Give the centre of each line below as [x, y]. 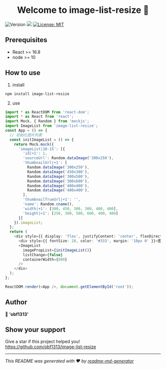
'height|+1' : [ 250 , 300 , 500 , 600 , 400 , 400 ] [71, 213]
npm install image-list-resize [37, 94]
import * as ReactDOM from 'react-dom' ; [47, 112]
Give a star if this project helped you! [42, 342]
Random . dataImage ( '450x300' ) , [58, 172]
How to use [23, 73]
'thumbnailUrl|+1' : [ [45, 163]
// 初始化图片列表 [26, 135]
